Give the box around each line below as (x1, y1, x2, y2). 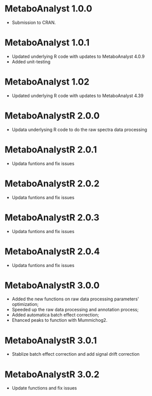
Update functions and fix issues (11, 385, 77, 391)
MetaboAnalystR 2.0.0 (4, 110, 100, 121)
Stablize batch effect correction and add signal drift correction (11, 351, 140, 357)
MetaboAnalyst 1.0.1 (4, 37, 90, 48)
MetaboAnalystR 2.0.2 (4, 178, 100, 189)
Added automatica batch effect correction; (11, 312, 99, 318)
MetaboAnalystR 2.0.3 (4, 212, 100, 223)
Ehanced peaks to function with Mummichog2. (11, 317, 108, 323)
